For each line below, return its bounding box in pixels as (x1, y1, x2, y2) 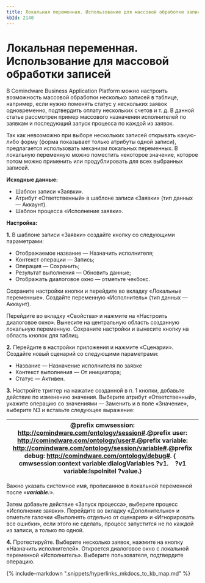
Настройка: (6, 219, 38, 227)
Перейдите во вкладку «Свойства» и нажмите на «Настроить (6, 312, 168, 320)
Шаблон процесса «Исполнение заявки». (15, 208, 124, 215)
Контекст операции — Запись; (15, 256, 95, 263)
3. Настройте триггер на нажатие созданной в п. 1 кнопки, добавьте (6, 387, 185, 394)
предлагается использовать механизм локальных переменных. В (6, 145, 178, 152)
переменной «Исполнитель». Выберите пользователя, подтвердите (6, 552, 184, 559)
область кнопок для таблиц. (6, 332, 80, 339)
